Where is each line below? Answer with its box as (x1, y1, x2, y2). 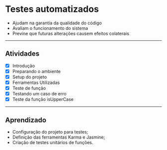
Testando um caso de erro (12, 91, 67, 97)
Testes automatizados (5, 3, 99, 15)
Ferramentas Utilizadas (12, 79, 60, 85)
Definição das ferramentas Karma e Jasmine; (12, 134, 105, 140)
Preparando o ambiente (12, 68, 61, 74)
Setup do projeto (12, 74, 47, 80)
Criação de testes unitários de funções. (12, 140, 93, 145)
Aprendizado (5, 116, 46, 124)
